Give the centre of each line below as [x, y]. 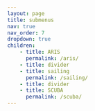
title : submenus [31, 20]
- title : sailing [45, 71]
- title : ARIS [40, 52]
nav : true [21, 26]
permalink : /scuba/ [53, 97]
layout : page [26, 13]
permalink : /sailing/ [57, 78]
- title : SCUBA [42, 90]
